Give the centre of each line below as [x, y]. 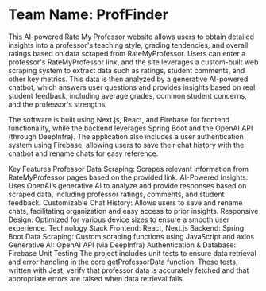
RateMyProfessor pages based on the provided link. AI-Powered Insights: [128, 177]
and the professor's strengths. [58, 104]
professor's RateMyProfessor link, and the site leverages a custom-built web [133, 62]
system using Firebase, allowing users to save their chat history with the [126, 145]
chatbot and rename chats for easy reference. [83, 153]
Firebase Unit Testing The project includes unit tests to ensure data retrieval [132, 253]
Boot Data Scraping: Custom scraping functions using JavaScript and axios [131, 236]
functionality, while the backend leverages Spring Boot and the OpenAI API [131, 128]
